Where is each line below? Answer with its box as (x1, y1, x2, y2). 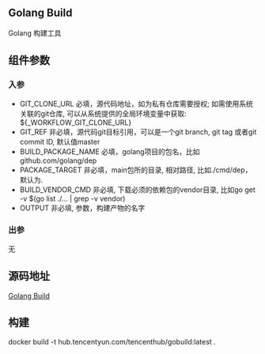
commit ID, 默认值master (19, 137, 100, 146)
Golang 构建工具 (8, 28, 62, 38)
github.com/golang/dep (19, 156, 97, 165)
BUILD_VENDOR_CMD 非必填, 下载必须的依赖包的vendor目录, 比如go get (19, 185, 256, 194)
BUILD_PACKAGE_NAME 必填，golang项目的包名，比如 (19, 146, 200, 156)
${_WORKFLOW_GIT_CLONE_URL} (19, 118, 132, 127)
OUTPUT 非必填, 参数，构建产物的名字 (19, 203, 146, 213)
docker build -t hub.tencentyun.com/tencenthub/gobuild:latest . (8, 337, 216, 347)
